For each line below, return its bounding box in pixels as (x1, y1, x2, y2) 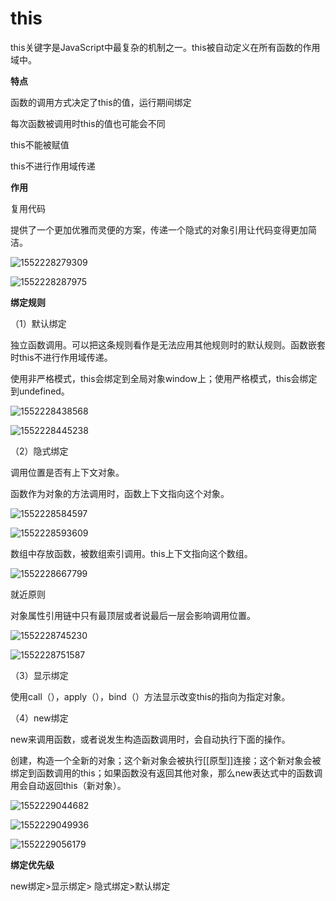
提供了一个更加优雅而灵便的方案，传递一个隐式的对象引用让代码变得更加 (10, 223, 308, 236)
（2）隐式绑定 (10, 445, 69, 457)
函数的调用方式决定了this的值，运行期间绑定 (10, 96, 192, 108)
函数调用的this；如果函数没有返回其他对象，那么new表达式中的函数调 (36, 767, 323, 779)
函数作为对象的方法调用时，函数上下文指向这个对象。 (10, 487, 230, 499)
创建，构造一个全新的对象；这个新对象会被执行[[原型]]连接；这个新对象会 (10, 754, 313, 766)
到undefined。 (10, 385, 70, 397)
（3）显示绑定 (10, 669, 69, 681)
